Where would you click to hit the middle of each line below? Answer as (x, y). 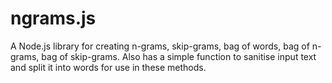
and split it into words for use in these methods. (108, 67)
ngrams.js (53, 18)
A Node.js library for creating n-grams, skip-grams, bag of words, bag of (160, 46)
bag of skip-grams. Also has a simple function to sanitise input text (179, 56)
